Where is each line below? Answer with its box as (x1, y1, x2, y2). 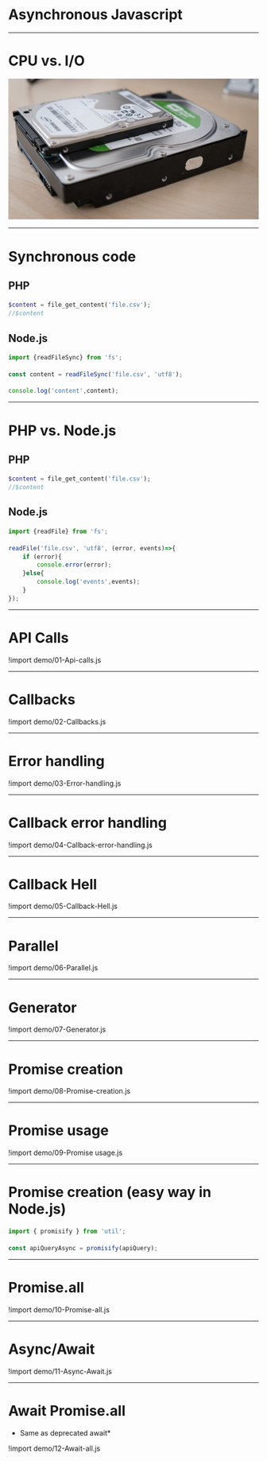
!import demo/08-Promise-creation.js (8, 1086, 131, 1096)
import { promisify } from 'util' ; (8, 1227, 126, 1236)
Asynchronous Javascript (8, 6, 183, 24)
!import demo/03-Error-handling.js (8, 778, 122, 788)
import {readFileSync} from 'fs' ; (8, 353, 123, 361)
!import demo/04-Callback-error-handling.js (8, 840, 153, 849)
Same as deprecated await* (19, 1428, 111, 1437)
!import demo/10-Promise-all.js (8, 1304, 110, 1314)
